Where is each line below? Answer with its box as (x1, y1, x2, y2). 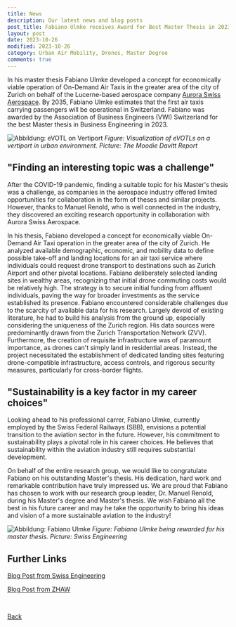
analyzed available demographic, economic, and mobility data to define (7, 246, 214, 254)
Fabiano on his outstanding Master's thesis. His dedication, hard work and (7, 474, 222, 482)
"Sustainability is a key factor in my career (7, 386, 197, 398)
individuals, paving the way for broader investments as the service (7, 291, 200, 299)
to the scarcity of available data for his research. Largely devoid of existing (7, 306, 223, 314)
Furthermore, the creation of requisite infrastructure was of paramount (7, 335, 212, 344)
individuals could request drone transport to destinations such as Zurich (7, 261, 216, 269)
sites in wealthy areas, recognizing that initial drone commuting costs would (7, 276, 227, 285)
